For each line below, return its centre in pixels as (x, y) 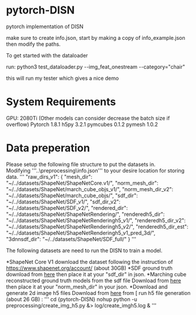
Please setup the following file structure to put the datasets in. (81, 164)
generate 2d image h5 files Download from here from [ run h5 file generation (98, 293)
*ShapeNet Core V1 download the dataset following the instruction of (90, 262)
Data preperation (48, 148)
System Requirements (61, 102)
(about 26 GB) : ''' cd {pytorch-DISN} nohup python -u (72, 299)
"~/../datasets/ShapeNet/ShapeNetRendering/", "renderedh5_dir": (85, 214)
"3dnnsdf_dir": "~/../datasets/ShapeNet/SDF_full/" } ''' (71, 239)
